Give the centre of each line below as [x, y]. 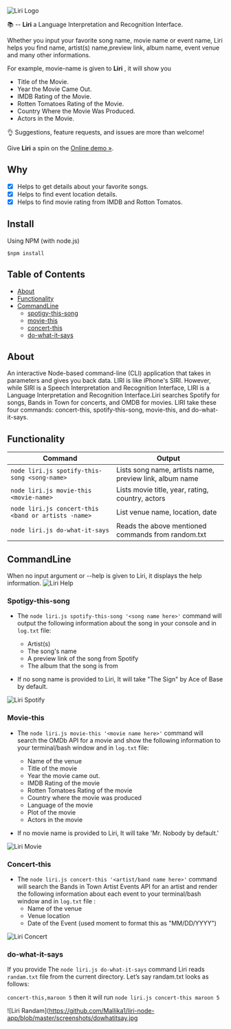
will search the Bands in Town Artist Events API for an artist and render [117, 886]
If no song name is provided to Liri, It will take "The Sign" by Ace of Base [120, 679]
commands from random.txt [161, 535]
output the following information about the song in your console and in [117, 623]
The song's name [52, 651]
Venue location [48, 916]
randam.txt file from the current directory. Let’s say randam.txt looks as [108, 977]
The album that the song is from [73, 666]
